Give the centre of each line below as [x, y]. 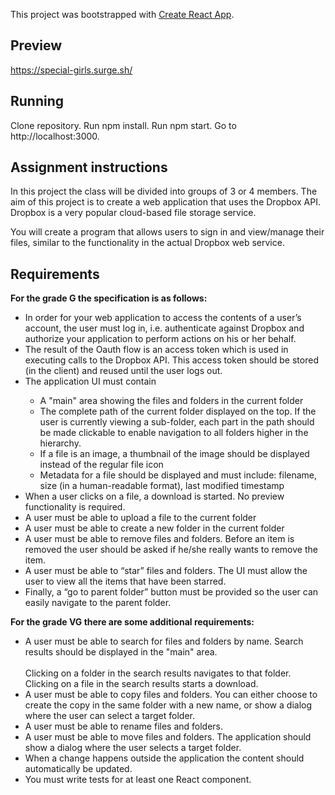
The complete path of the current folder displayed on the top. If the [178, 411]
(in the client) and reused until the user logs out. [123, 371]
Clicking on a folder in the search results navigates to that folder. [158, 673]
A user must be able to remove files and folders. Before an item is [159, 539]
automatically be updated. [78, 769]
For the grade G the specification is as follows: [109, 298]
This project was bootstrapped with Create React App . [122, 14]
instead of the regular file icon [101, 465]
